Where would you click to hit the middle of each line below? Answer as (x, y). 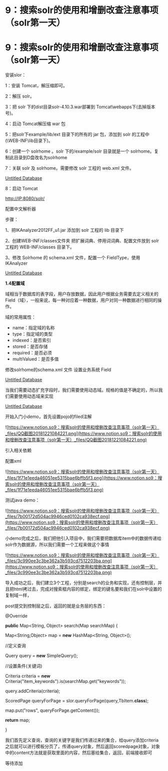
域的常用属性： (20, 317)
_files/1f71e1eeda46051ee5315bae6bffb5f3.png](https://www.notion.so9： (81, 478)
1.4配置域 (15, 283)
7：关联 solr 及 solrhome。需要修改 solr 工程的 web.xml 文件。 (69, 168)
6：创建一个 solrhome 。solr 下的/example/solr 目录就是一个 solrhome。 (80, 151)
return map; (17, 720)
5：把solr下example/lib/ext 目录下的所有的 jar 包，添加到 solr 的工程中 (77, 134)
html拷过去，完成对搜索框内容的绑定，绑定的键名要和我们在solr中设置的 (88, 589)
